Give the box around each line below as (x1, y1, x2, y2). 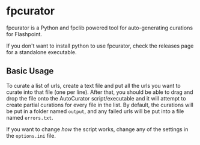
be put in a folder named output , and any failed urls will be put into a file (6, 107, 184, 115)
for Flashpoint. (6, 30, 42, 37)
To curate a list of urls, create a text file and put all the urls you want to (6, 82, 181, 89)
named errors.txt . (6, 114, 53, 121)
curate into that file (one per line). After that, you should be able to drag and (6, 88, 193, 96)
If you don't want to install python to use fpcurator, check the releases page (6, 42, 194, 49)
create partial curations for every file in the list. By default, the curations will (6, 101, 193, 108)
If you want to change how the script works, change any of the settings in (6, 125, 189, 133)
